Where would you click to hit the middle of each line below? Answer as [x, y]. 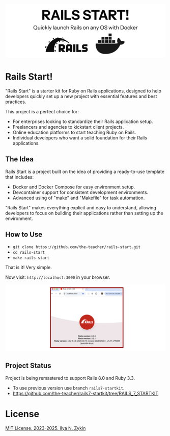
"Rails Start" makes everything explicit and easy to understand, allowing [81, 207]
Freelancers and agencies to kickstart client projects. [68, 127]
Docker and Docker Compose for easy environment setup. [74, 187]
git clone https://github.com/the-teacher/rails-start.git [77, 247]
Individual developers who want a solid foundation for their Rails [80, 138]
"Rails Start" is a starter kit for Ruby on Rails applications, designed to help [83, 91]
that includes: [20, 177]
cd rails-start [29, 253]
